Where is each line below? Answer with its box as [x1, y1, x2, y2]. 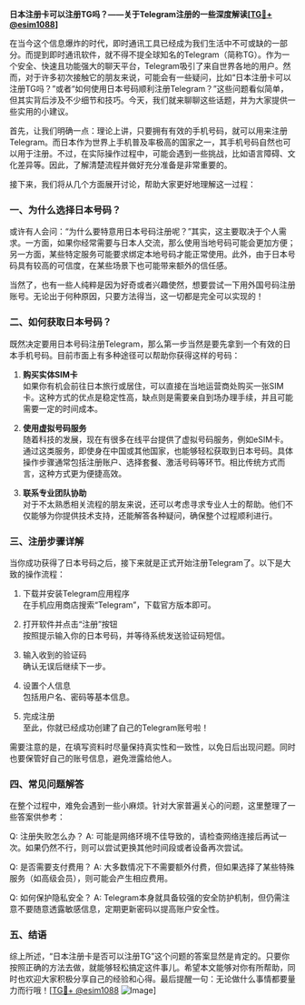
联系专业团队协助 [22, 487, 87, 498]
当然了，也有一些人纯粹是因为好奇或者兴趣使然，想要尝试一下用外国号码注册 [9, 279, 296, 290]
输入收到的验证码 [22, 649, 87, 660]
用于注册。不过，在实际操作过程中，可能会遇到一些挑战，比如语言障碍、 [16, 148, 288, 158]
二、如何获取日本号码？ [9, 316, 112, 328]
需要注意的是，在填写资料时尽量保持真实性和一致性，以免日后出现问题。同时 [9, 741, 296, 752]
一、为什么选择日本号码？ [9, 204, 122, 216]
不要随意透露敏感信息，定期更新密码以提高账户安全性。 [16, 904, 224, 915]
